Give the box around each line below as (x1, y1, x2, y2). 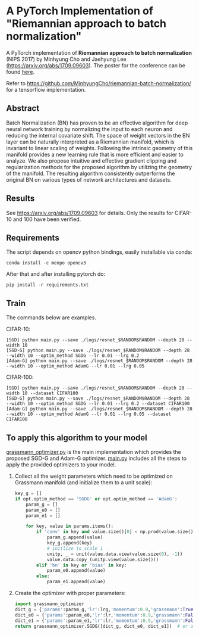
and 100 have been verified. (12, 216, 81, 223)
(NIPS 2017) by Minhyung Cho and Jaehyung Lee (6, 55, 127, 63)
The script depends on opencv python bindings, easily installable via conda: (6, 248, 192, 256)
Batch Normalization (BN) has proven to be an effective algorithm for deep (6, 119, 188, 126)
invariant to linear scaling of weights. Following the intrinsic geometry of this (6, 144, 193, 151)
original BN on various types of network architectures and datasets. (6, 176, 172, 183)
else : (36, 573, 50, 579)
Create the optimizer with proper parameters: (14, 590, 126, 596)
